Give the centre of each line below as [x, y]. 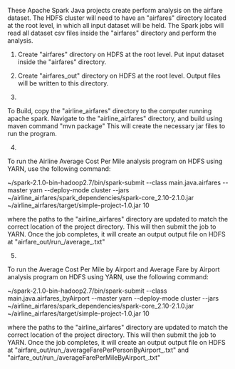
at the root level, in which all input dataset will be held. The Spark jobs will [116, 25]
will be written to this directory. [63, 83]
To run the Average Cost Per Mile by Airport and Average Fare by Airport [114, 269]
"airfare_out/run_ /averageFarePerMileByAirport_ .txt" [84, 358]
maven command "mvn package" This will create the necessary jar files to [116, 126]
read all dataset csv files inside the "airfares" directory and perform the [112, 33]
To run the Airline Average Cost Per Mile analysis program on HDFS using [115, 161]
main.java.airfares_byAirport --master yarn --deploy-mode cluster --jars [113, 298]
